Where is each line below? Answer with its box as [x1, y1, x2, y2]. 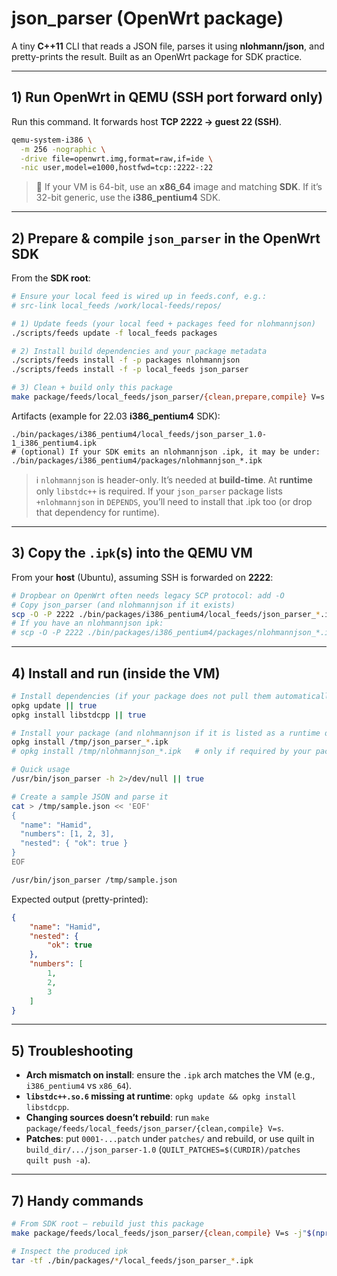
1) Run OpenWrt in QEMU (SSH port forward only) [11, 89, 324, 106]
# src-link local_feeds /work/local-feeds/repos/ [11, 300, 223, 311]
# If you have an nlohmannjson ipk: [11, 618, 164, 629]
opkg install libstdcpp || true [11, 710, 146, 720]
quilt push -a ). [25, 1154, 91, 1166]
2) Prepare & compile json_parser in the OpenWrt [11, 230, 321, 247]
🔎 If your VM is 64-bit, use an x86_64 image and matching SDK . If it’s [35, 181, 323, 193]
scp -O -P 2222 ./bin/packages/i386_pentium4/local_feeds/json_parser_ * [11, 609, 321, 619]
